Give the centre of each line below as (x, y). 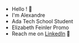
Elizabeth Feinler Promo (40, 27)
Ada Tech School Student (42, 21)
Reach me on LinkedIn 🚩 (41, 34)
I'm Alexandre (28, 15)
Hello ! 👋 (22, 9)
